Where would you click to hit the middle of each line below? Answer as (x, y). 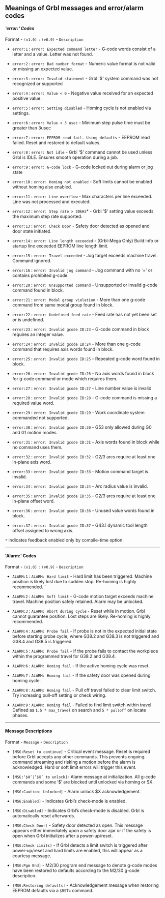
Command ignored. (32, 261)
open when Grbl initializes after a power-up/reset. (62, 836)
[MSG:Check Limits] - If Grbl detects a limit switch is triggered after (80, 845)
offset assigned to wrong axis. (43, 530)
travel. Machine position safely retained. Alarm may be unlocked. (78, 601)
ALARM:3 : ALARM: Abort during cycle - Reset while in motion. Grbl (79, 611)
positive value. (27, 98)
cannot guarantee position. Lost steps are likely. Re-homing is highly (81, 616)
